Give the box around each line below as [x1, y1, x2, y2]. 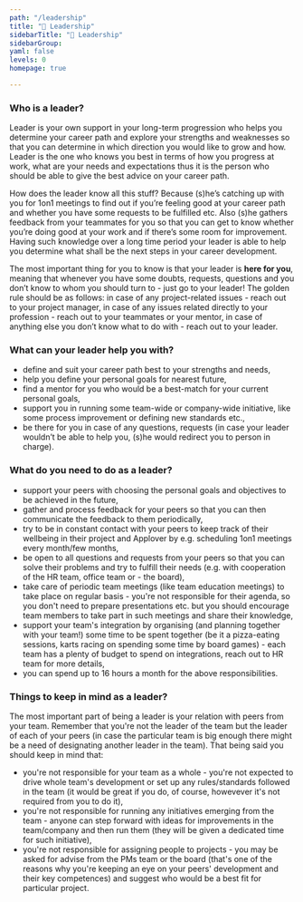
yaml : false [9, 47, 54, 56]
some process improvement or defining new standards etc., [22, 412, 246, 423]
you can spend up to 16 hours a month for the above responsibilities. [22, 667, 279, 678]
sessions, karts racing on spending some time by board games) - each [22, 638, 287, 649]
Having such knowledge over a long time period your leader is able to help [9, 237, 287, 247]
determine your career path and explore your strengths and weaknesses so [9, 132, 290, 143]
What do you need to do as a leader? [9, 464, 173, 477]
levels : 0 [9, 55, 47, 64]
